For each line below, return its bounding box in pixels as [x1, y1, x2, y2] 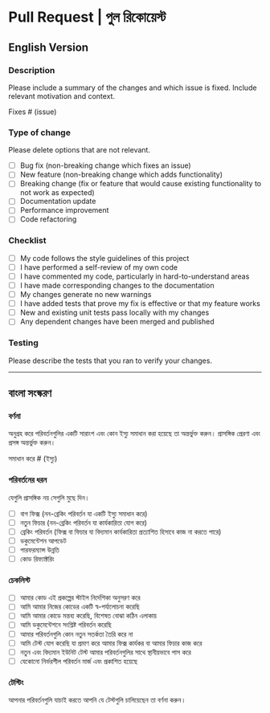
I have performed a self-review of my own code [19, 262, 178, 272]
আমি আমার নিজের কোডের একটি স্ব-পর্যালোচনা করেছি [19, 602, 141, 612]
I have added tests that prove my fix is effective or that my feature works [19, 299, 261, 308]
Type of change [8, 127, 71, 138]
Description [8, 64, 55, 75]
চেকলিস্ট [8, 574, 31, 585]
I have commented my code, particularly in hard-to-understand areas [19, 271, 250, 281]
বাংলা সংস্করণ [8, 386, 52, 401]
